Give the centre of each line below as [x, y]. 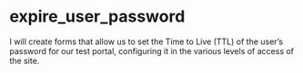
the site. [25, 60]
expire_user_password [97, 17]
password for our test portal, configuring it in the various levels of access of [151, 50]
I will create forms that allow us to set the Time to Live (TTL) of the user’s [146, 41]
